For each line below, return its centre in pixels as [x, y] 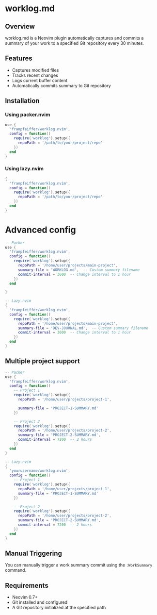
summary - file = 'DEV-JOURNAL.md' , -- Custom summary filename [83, 328]
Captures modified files [35, 70]
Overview [20, 26]
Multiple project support [42, 361]
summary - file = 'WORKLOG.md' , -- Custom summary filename [78, 270]
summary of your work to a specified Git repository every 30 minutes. [75, 43]
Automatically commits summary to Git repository [62, 85]
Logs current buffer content [40, 80]
